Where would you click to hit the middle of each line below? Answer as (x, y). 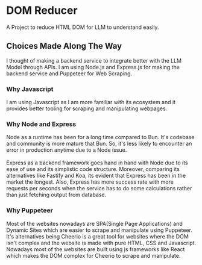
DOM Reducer (42, 11)
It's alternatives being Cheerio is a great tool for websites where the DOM (97, 236)
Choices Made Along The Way (64, 46)
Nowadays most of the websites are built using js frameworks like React (96, 249)
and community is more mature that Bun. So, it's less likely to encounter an (99, 144)
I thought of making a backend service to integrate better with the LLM (94, 60)
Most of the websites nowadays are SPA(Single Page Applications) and (94, 223)
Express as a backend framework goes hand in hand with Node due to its (97, 163)
